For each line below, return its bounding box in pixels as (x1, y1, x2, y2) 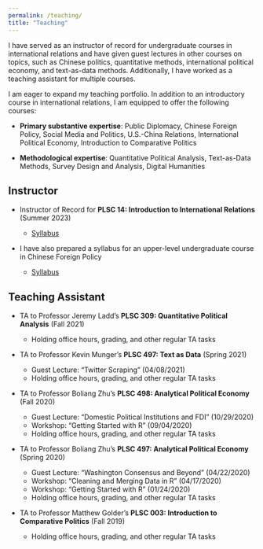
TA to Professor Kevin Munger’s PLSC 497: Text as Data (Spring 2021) (19, 350, 247, 359)
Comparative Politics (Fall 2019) (19, 517, 126, 526)
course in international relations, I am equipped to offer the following (8, 98, 229, 107)
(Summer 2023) (19, 213, 71, 223)
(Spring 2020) (19, 453, 65, 462)
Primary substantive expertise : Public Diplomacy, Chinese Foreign (19, 121, 238, 131)
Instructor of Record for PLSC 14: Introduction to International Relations (19, 205, 255, 215)
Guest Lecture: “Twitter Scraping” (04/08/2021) (31, 365, 186, 374)
